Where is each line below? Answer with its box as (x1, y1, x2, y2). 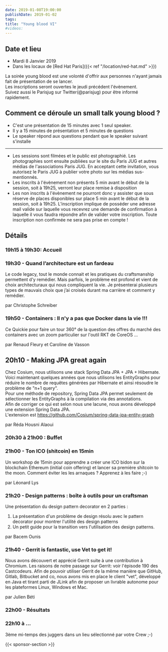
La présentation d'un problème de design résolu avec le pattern (12, 513, 143, 519)
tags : (5, 17, 16, 22)
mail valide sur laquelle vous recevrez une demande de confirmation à (12, 206, 157, 212)
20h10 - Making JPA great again (5, 356, 106, 365)
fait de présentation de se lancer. (5, 78, 73, 84)
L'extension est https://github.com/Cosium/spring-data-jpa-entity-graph (5, 412, 154, 418)
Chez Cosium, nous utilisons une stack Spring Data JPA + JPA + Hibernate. (5, 369, 160, 375)
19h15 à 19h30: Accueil (5, 247, 62, 254)
